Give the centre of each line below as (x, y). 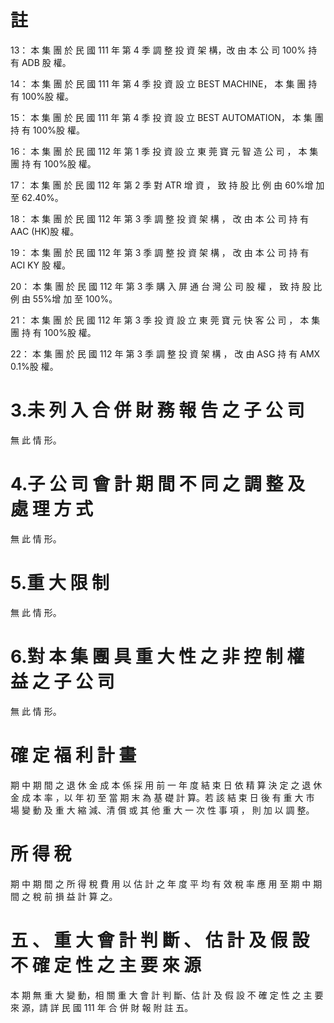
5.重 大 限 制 (60, 583)
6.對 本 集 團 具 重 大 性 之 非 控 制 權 (157, 656)
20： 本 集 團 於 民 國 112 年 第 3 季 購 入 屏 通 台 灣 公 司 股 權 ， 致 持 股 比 (166, 286)
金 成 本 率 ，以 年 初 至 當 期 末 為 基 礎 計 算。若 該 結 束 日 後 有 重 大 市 (162, 797)
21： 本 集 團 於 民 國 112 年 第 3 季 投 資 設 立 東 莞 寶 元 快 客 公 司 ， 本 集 (165, 320)
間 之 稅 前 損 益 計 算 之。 (64, 896)
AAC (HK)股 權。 (45, 231)
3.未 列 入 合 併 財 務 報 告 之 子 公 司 (157, 410)
